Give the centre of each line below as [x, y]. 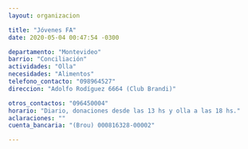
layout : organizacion [44, 16]
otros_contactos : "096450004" [59, 103]
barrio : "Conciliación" [48, 59]
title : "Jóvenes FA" [43, 30]
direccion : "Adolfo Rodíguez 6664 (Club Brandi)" [93, 88]
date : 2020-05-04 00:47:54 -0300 [64, 37]
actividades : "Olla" [43, 67]
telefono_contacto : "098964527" [62, 81]
